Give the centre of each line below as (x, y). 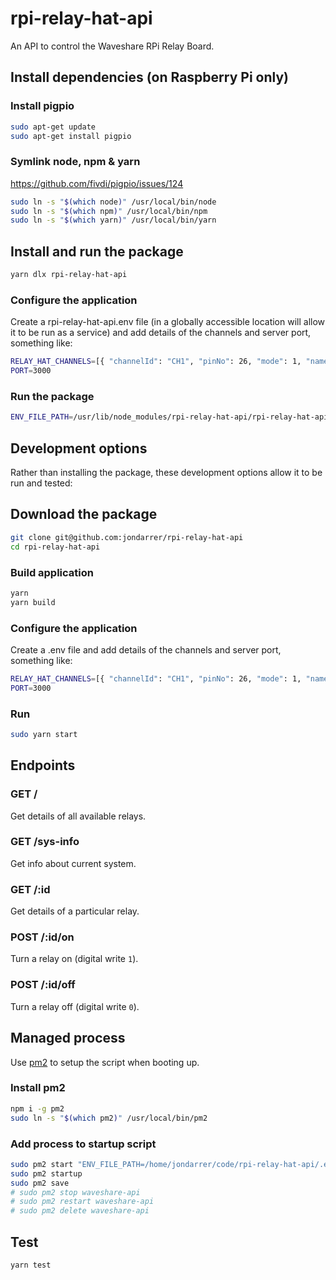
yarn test (31, 1265)
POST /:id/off (43, 985)
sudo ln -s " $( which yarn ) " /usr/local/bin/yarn (113, 220)
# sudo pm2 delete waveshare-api (80, 1211)
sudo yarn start (44, 734)
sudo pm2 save (40, 1183)
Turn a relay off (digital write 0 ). (75, 1006)
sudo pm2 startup (46, 1173)
